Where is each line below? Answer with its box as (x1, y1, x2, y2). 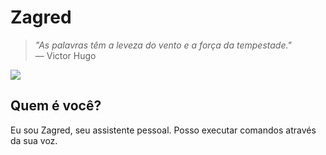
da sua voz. (10, 134, 58, 146)
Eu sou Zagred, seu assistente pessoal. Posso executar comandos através (10, 124, 317, 136)
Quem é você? (10, 97, 102, 115)
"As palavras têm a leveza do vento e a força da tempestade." (34, 39, 292, 51)
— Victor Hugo (34, 49, 97, 61)
